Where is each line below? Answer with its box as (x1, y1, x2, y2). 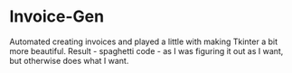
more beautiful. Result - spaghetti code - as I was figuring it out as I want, (9, 45, 284, 56)
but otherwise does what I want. (9, 55, 129, 66)
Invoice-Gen (9, 6, 105, 27)
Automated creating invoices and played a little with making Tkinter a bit (9, 36, 278, 47)
